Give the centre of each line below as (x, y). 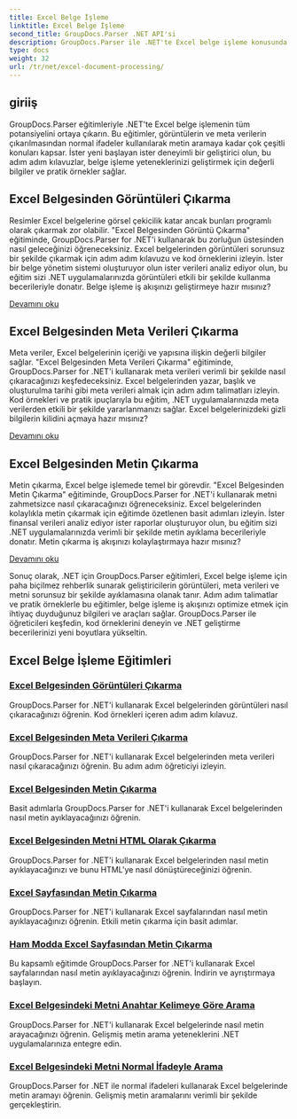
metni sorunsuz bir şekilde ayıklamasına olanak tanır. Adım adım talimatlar (144, 595)
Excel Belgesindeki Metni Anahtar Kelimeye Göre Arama (132, 1006)
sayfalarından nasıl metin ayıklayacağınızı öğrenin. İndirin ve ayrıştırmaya (142, 973)
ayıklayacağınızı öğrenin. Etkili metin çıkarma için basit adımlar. (124, 921)
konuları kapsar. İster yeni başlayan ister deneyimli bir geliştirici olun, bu (141, 153)
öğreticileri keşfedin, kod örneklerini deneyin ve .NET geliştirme (125, 623)
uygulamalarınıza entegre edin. (66, 1044)
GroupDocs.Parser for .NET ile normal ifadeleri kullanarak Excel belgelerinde (148, 1085)
